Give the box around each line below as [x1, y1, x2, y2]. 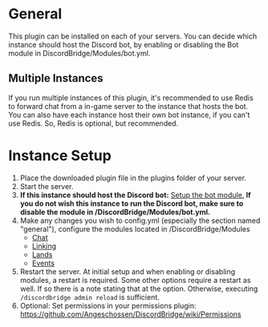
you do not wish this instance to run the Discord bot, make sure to [19, 198, 244, 208]
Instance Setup [8, 146, 112, 164]
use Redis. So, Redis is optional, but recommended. [8, 118, 179, 128]
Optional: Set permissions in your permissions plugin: [19, 301, 197, 310]
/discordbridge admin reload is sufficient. [19, 292, 160, 301]
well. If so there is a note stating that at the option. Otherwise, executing [19, 284, 258, 293]
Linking [31, 241, 57, 251]
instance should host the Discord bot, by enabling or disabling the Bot [8, 39, 239, 49]
